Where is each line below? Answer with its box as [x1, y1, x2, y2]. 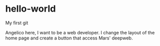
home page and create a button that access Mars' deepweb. [5, 35, 133, 41]
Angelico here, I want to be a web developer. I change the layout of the [5, 29, 155, 35]
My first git [5, 20, 28, 26]
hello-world [5, 3, 56, 15]
